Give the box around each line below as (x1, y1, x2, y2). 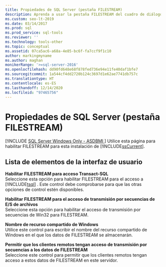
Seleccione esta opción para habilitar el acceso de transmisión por (5, 207, 141, 213)
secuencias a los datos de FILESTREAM (5, 247, 88, 253)
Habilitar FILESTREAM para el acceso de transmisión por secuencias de (5, 196, 155, 202)
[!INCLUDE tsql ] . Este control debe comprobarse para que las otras (5, 181, 142, 187)
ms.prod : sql (5, 26, 32, 31)
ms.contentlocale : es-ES (5, 81, 56, 86)
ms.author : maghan (5, 58, 43, 63)
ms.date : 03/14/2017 (5, 21, 48, 26)
